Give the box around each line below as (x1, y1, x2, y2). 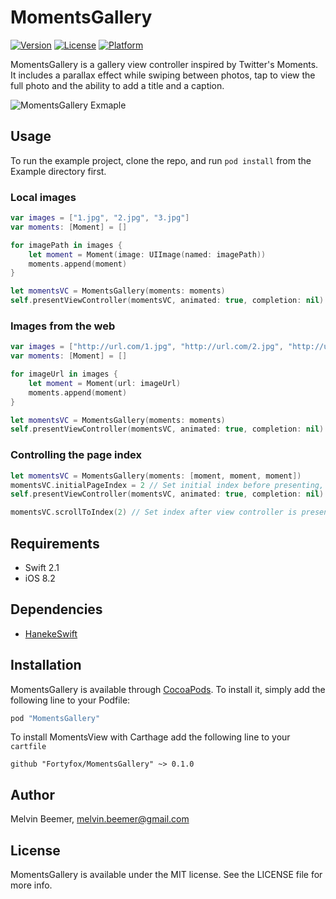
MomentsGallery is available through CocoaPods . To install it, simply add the (10, 683, 326, 695)
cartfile (10, 742, 47, 752)
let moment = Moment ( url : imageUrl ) (28, 378, 182, 388)
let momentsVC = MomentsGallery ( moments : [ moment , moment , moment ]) (10, 471, 302, 481)
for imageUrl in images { (10, 369, 118, 380)
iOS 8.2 (24, 572, 56, 584)
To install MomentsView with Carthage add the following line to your (10, 731, 291, 743)
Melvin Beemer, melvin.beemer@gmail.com (10, 813, 190, 825)
